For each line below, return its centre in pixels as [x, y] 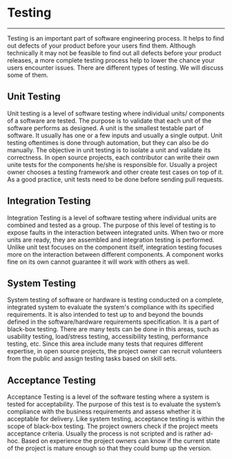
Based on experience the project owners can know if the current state [120, 441]
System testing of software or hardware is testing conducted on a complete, [115, 300]
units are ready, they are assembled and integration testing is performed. [111, 240]
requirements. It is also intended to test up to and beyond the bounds [105, 315]
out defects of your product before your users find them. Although [101, 46]
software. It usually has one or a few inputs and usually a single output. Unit [115, 135]
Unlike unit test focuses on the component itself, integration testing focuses [115, 247]
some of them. [28, 75]
